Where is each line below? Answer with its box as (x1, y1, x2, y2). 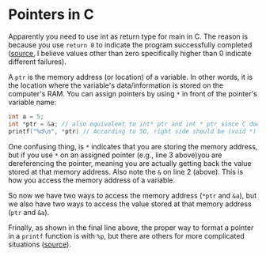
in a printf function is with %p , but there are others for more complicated (8, 231, 245, 240)
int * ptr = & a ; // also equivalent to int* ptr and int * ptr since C (8, 120, 246, 128)
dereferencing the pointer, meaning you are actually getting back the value (8, 158, 252, 168)
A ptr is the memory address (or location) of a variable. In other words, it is (8, 72, 253, 81)
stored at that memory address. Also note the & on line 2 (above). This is (8, 167, 244, 176)
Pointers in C (8, 6, 94, 24)
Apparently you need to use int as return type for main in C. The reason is (8, 32, 248, 41)
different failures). (8, 57, 67, 66)
